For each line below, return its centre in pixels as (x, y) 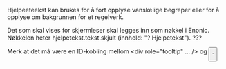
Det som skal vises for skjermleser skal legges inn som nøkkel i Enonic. (108, 30)
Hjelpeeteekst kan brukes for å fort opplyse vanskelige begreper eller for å (113, 10)
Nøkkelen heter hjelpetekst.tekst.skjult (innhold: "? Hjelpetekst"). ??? (105, 38)
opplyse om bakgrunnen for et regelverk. (66, 17)
